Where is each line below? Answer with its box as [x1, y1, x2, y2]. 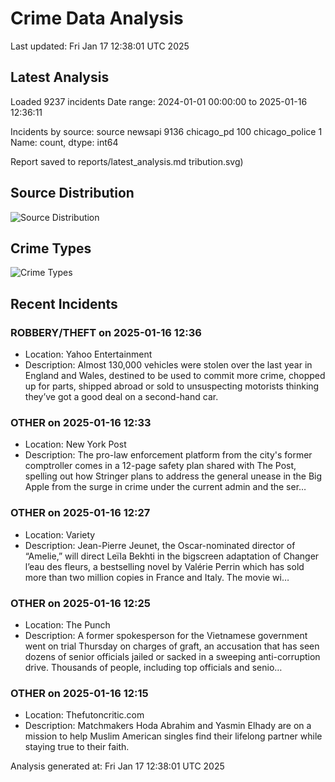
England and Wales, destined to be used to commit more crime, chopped [24, 370, 326, 382]
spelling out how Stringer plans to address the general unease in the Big [24, 470, 323, 482]
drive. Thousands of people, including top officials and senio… [24, 661, 283, 673]
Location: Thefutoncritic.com [24, 709, 145, 721]
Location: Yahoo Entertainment [24, 348, 153, 361]
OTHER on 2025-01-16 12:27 [10, 506, 151, 520]
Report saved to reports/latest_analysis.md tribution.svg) [10, 155, 244, 167]
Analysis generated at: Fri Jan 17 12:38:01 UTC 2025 [10, 760, 225, 772]
